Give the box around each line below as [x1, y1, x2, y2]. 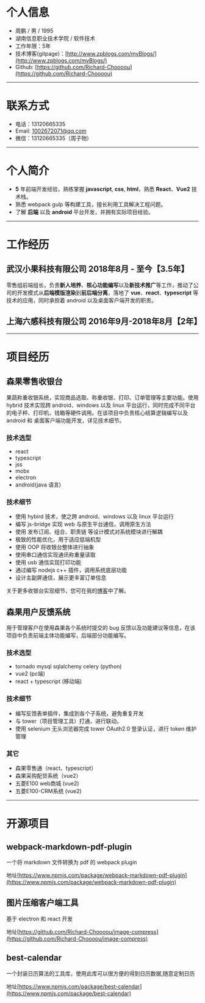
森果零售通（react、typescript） [15, 764, 97, 772]
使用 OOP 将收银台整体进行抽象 [15, 543, 95, 551]
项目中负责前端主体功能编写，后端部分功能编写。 [6, 632, 129, 639]
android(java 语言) [15, 481, 62, 488]
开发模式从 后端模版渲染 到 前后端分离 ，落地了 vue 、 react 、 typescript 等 [16, 289, 199, 296]
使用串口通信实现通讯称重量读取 [15, 551, 96, 559]
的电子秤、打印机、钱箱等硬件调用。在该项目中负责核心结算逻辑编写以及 [6, 409, 188, 416]
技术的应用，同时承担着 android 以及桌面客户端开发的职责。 [6, 296, 157, 304]
